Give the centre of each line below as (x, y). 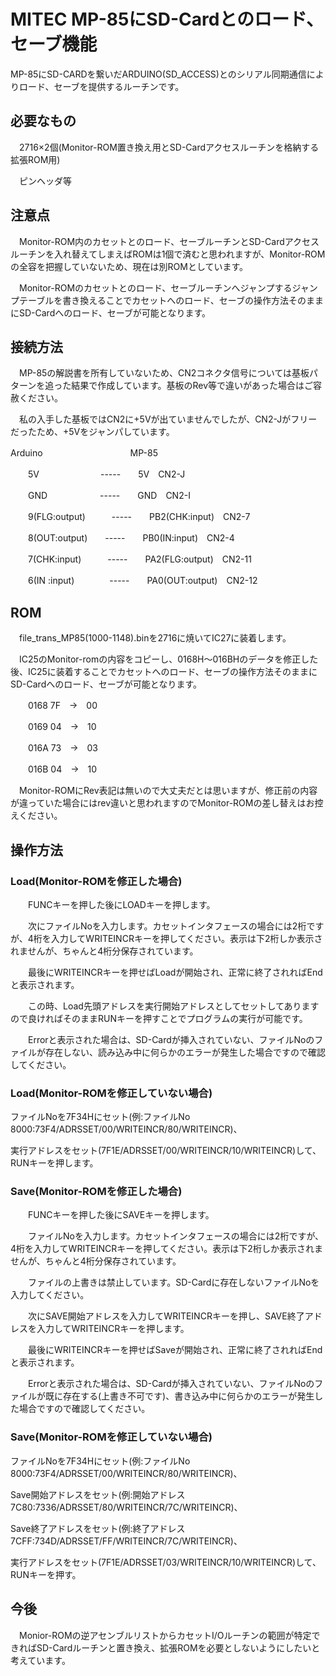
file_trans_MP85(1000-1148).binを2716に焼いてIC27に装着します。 (155, 638)
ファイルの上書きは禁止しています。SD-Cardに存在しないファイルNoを (173, 1282)
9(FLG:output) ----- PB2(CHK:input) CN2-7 (139, 517)
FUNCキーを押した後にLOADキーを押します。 (121, 904)
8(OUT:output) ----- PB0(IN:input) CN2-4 (131, 538)
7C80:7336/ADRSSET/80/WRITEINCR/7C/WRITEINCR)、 (126, 1507)
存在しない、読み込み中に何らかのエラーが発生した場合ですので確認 (185, 1052)
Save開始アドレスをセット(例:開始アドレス (98, 1494)
